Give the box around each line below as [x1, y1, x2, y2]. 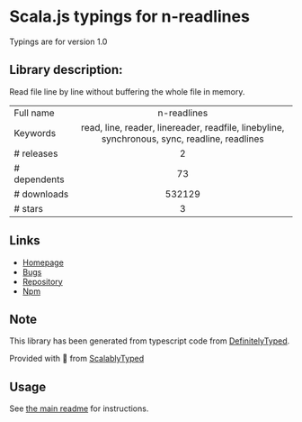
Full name [13, 106, 56, 119]
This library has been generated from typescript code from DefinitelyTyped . [9, 335, 290, 346]
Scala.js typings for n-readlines [9, 6, 250, 27]
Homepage [22, 257, 65, 268]
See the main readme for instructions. [9, 403, 149, 414]
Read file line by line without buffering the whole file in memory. [9, 86, 245, 96]
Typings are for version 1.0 [9, 36, 108, 47]
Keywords [13, 126, 57, 139]
